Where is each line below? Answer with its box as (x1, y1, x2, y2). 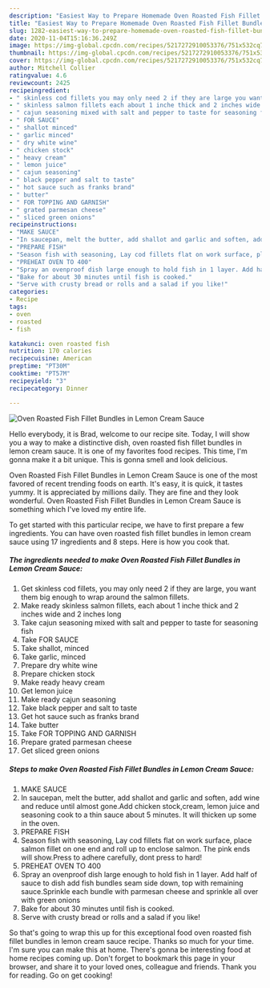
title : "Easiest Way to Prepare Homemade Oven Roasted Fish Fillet (9, 19, 240, 27)
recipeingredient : (9, 86, 71, 95)
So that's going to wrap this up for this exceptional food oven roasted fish (9, 928, 252, 937)
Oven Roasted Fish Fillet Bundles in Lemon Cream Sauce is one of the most (9, 470, 258, 480)
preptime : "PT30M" (9, 362, 71, 370)
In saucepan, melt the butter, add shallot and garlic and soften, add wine (20, 793, 260, 803)
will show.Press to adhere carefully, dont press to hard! (20, 852, 203, 863)
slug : (9, 26, 27, 35)
